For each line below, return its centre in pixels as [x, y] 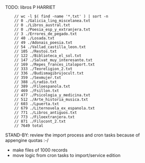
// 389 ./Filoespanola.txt [42, 86]
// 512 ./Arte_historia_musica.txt [51, 99]
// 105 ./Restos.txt [35, 51]
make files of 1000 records [40, 150]
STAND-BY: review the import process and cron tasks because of [72, 135]
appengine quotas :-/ [27, 140]
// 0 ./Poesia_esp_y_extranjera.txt [52, 29]
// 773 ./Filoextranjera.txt [44, 117]
